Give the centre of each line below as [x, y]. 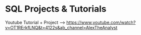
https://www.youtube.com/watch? [101, 22]
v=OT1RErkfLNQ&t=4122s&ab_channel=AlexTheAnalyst [61, 27]
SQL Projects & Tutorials [56, 9]
